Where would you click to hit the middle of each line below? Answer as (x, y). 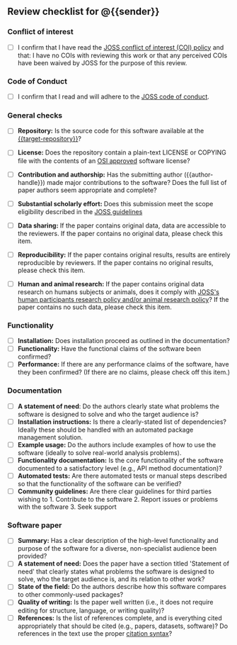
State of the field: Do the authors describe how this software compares (122, 587)
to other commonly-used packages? (70, 595)
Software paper (35, 525)
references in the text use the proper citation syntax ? (95, 633)
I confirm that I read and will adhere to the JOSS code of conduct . (114, 97)
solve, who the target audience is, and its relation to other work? (111, 579)
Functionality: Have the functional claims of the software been (109, 349)
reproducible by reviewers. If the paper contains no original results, (115, 262)
